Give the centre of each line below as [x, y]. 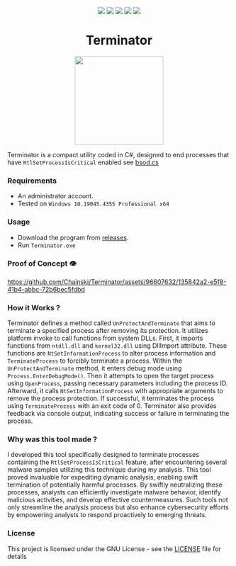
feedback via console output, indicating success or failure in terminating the [118, 414]
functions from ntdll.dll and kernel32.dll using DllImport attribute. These [117, 346]
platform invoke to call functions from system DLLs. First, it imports [105, 338]
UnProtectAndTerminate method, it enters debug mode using [95, 368]
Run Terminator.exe [46, 245]
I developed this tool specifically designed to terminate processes [103, 455]
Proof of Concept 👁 [42, 264]
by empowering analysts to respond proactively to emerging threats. [107, 515]
